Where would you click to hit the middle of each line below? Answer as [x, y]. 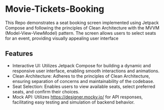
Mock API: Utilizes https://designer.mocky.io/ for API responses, [78, 97]
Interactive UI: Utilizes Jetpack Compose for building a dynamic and [82, 65]
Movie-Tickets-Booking [55, 9]
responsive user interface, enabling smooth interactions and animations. [86, 71]
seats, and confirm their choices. [46, 91]
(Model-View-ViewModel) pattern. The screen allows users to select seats [81, 33]
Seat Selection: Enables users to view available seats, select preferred [84, 86]
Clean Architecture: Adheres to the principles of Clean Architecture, [81, 76]
